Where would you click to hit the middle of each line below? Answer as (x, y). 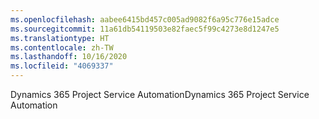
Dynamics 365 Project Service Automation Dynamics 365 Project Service (160, 94)
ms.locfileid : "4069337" (62, 66)
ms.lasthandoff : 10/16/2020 (69, 57)
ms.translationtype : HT (60, 38)
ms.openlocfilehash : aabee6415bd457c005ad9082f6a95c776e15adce (145, 19)
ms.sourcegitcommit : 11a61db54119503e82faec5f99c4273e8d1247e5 (145, 29)
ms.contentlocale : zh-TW (62, 47)
